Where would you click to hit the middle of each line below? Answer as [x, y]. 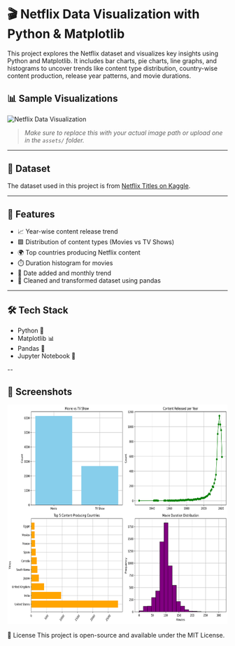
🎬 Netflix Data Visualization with [104, 14]
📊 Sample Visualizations [63, 99]
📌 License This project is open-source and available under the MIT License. [116, 635]
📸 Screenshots [40, 392]
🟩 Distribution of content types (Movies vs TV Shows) [96, 242]
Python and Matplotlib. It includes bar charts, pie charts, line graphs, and [112, 60]
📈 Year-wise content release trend [67, 231]
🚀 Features [31, 214]
